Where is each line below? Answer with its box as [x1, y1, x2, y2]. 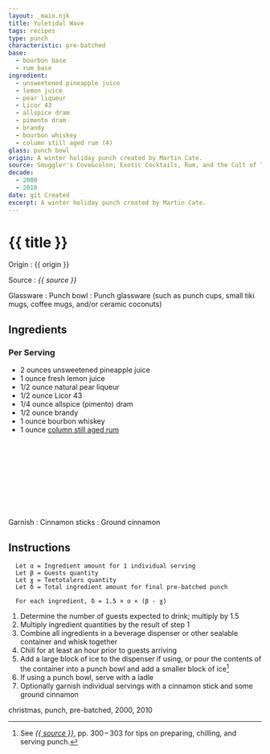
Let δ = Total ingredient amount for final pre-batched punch [15, 583, 228, 591]
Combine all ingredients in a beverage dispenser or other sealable [19, 628, 239, 637]
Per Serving [8, 346, 55, 358]
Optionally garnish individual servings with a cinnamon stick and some [19, 681, 253, 690]
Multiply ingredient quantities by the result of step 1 [19, 620, 190, 629]
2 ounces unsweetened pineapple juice [19, 365, 150, 375]
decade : [8, 169, 35, 177]
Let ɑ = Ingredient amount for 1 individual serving [15, 562, 196, 570]
